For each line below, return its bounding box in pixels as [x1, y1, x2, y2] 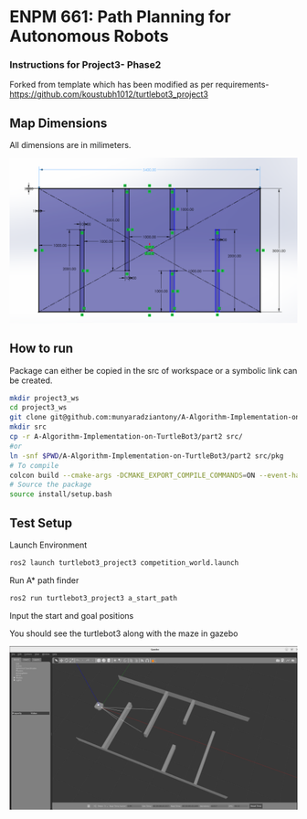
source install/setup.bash [9, 490, 112, 499]
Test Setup [9, 515, 73, 531]
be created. [9, 375, 53, 386]
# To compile [9, 461, 59, 470]
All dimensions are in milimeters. [9, 140, 132, 151]
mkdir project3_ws [9, 393, 79, 403]
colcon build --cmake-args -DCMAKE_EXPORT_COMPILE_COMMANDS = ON [9, 471, 256, 480]
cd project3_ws [9, 403, 68, 412]
